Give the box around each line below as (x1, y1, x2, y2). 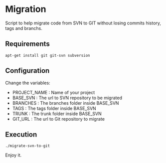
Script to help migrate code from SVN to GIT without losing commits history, (5, 20, 161, 26)
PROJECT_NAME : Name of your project (12, 89, 95, 95)
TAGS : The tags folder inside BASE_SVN (12, 105, 96, 111)
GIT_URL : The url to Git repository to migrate (12, 116, 105, 122)
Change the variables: (5, 80, 51, 86)
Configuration (5, 66, 50, 75)
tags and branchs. (5, 25, 42, 31)
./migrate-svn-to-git (5, 144, 50, 149)
